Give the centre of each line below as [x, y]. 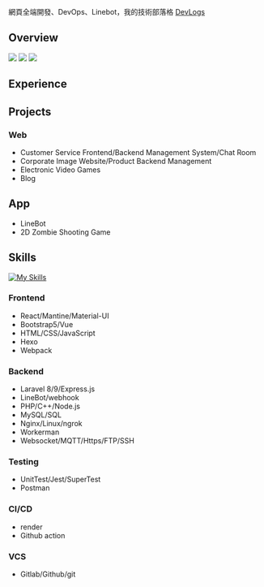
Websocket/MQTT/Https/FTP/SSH [77, 441]
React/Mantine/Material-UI [64, 316]
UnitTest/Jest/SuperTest [60, 479]
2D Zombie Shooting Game [65, 232]
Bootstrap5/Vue [47, 324]
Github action [43, 535]
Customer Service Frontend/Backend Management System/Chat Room [138, 152]
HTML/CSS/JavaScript [57, 333]
